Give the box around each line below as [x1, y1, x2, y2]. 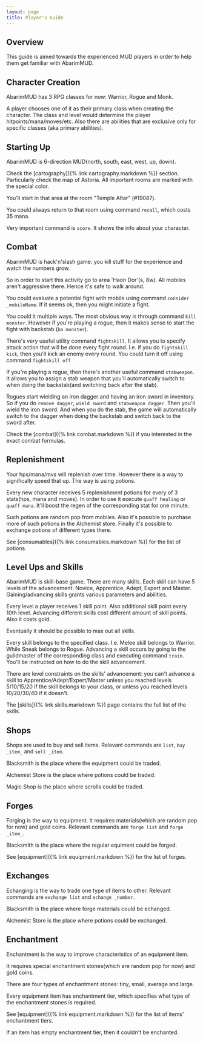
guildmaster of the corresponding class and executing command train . [6, 652, 184, 659]
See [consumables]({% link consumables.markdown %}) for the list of [6, 538, 181, 545]
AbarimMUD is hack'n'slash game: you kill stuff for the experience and [6, 258, 183, 265]
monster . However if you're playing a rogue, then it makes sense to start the [6, 319, 195, 326]
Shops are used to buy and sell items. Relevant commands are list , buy [6, 741, 185, 749]
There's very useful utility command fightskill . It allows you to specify [6, 337, 186, 345]
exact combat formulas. [6, 437, 65, 444]
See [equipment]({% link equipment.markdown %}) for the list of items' [6, 1010, 184, 1018]
